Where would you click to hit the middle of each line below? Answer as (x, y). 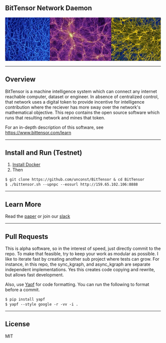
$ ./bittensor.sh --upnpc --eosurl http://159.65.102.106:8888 (72, 185)
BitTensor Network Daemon (49, 8)
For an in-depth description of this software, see (54, 127)
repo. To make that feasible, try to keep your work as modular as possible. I (82, 254)
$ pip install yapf (25, 299)
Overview (21, 80)
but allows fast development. (35, 275)
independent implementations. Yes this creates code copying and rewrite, (80, 270)
